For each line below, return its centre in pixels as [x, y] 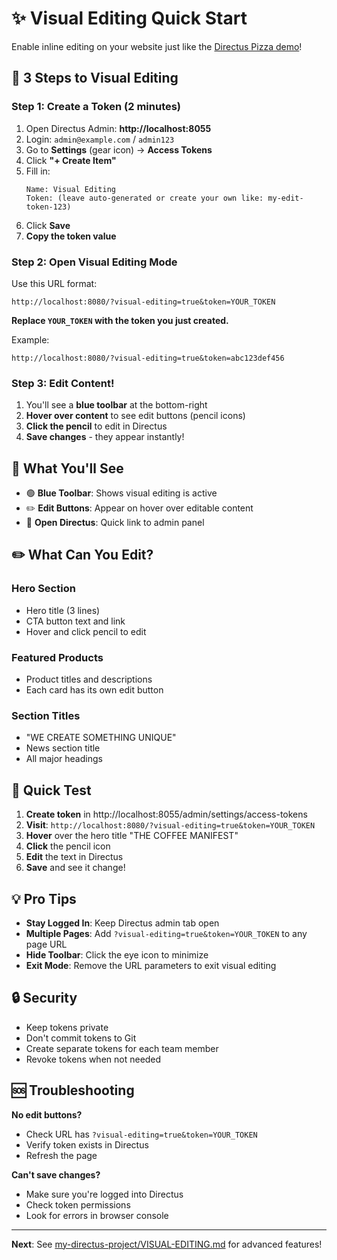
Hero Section [43, 589]
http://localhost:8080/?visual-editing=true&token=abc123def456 [148, 358]
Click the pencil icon [68, 846]
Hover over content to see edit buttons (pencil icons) [135, 416]
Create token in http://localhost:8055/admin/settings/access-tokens [166, 814]
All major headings [64, 759]
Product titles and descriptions [89, 679]
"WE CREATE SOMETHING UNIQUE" [101, 738]
